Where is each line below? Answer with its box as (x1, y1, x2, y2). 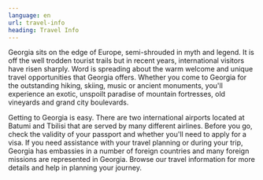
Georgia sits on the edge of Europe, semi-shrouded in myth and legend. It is (8, 48, 254, 57)
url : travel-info (8, 19, 65, 27)
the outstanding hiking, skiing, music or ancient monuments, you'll (8, 81, 223, 90)
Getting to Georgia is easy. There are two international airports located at (8, 113, 245, 123)
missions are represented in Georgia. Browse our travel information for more (8, 155, 256, 164)
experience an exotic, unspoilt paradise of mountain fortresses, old (8, 90, 226, 99)
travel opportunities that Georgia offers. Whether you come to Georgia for (8, 72, 247, 83)
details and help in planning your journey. (8, 163, 142, 173)
